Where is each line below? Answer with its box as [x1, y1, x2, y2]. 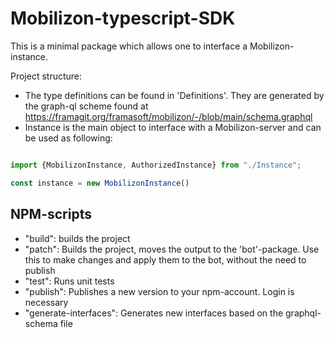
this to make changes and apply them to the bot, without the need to [24, 253, 307, 266]
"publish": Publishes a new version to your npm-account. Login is [24, 285, 295, 297]
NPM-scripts [10, 206, 92, 223]
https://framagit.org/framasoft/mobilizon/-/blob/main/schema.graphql [24, 110, 313, 122]
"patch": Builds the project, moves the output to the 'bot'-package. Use [24, 243, 320, 255]
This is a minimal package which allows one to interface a [10, 40, 248, 52]
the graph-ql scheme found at [24, 100, 149, 112]
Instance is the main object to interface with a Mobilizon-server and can [24, 121, 322, 133]
